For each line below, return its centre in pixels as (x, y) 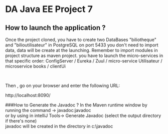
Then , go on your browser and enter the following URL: (63, 85)
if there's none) (21, 121)
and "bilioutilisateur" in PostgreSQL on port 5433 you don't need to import (82, 45)
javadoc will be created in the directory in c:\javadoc (59, 126)
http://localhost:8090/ (28, 95)
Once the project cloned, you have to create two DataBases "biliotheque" (81, 39)
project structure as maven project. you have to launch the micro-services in (84, 55)
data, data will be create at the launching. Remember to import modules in (81, 50)
